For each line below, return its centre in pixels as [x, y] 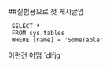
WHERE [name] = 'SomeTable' [57, 40]
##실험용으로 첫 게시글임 [46, 11]
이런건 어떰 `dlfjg [34, 55]
